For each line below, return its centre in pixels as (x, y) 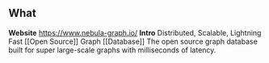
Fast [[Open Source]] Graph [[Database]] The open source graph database (133, 41)
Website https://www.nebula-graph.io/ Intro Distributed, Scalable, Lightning (135, 32)
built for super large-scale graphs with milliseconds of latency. (112, 50)
